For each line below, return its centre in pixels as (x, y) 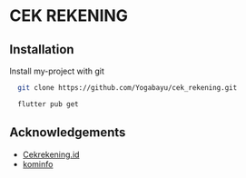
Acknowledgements (68, 133)
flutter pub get (48, 104)
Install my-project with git (57, 71)
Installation (42, 49)
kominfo (38, 163)
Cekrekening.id (51, 154)
